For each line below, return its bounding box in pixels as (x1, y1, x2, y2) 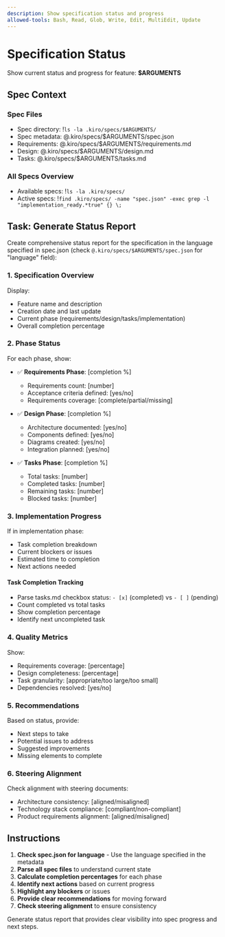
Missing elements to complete (16, 751, 103, 759)
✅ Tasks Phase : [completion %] (16, 459, 108, 467)
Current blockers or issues (16, 548, 93, 556)
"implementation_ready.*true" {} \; (16, 202, 122, 209)
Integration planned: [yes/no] (27, 445, 110, 453)
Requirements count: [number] (27, 381, 115, 390)
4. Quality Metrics (7, 633, 69, 642)
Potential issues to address (16, 737, 94, 745)
